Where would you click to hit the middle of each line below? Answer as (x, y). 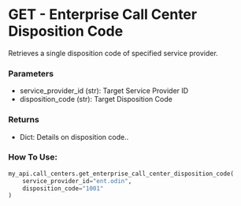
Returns (24, 120)
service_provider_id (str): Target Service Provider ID (104, 91)
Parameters (31, 73)
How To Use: (33, 157)
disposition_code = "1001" (63, 188)
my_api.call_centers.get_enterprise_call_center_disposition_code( (121, 174)
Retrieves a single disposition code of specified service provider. (113, 53)
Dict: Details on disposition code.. (74, 137)
